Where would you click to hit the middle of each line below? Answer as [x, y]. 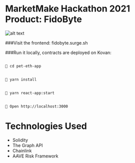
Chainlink [22, 150]
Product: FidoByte [44, 19]
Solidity [20, 140]
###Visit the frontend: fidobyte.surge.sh [46, 42]
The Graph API [27, 145]
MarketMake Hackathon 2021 [68, 9]
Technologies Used [46, 126]
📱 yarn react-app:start [30, 93]
